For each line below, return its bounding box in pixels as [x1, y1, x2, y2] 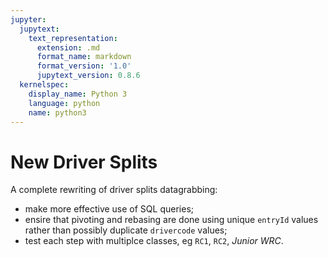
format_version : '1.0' [36, 61, 132, 71]
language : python [28, 98, 101, 108]
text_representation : [28, 33, 118, 43]
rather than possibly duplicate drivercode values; [24, 224, 228, 236]
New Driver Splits [10, 151, 158, 173]
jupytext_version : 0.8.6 [36, 71, 141, 81]
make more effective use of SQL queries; [24, 203, 194, 215]
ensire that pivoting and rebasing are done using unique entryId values [24, 214, 319, 226]
